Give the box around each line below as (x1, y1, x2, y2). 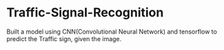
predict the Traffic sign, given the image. (6, 34, 122, 42)
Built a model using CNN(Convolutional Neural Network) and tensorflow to (6, 27, 218, 36)
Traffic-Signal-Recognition (6, 5, 164, 21)
